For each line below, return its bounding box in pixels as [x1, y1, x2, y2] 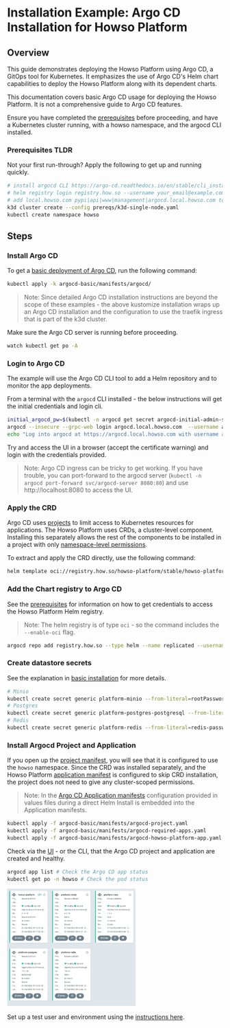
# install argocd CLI [7, 182, 69, 190]
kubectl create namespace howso [7, 211, 99, 218]
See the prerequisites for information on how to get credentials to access [7, 600, 214, 608]
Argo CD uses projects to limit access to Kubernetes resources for [7, 519, 194, 527]
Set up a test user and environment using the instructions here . [7, 1012, 185, 1021]
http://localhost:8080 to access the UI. [23, 486, 133, 494]
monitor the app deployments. [7, 381, 92, 390]
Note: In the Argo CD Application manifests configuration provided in [23, 792, 218, 800]
